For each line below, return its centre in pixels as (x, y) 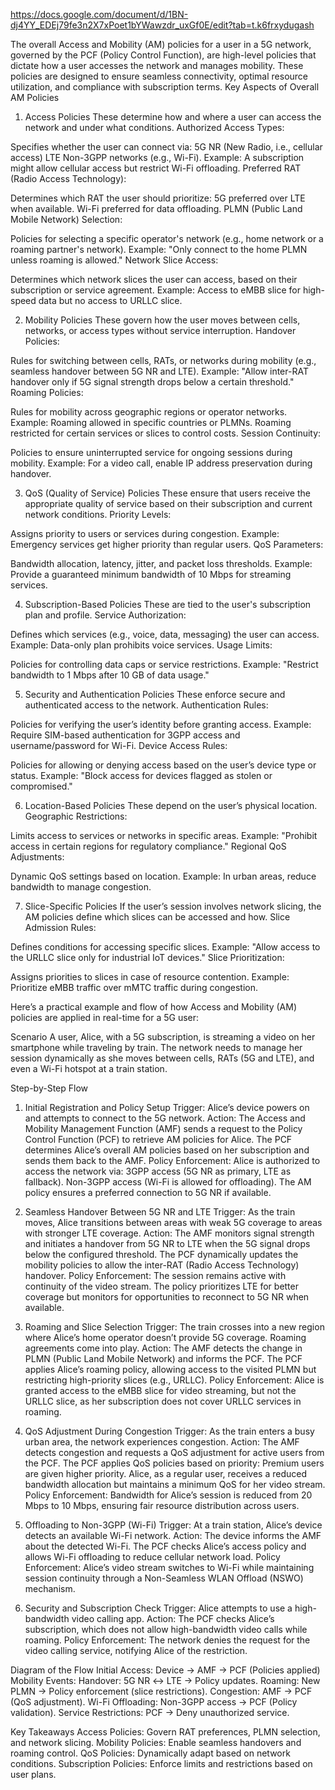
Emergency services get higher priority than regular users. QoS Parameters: (167, 544)
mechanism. (50, 1588)
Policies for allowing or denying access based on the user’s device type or (163, 765)
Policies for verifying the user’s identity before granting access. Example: (161, 724)
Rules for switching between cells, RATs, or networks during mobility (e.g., (163, 360)
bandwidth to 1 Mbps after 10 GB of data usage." (110, 675)
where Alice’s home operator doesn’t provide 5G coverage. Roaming (165, 1337)
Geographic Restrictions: (76, 816)
